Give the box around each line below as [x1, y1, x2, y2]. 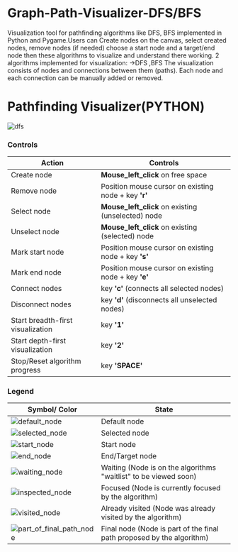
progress [11, 365, 41, 375]
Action [41, 158, 64, 168]
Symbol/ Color [27, 404, 78, 414]
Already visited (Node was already [101, 504, 216, 514]
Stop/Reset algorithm [11, 356, 81, 366]
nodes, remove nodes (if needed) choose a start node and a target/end [7, 43, 215, 52]
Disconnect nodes [11, 299, 72, 309]
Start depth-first [11, 336, 66, 346]
